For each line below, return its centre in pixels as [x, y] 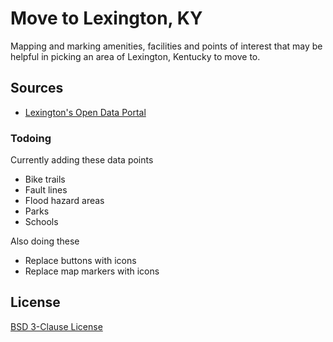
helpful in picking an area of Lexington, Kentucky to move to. [135, 56]
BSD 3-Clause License [56, 326]
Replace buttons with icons [80, 261]
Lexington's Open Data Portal [85, 112]
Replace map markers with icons [92, 271]
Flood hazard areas [64, 201]
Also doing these [45, 241]
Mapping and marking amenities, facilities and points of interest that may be [166, 46]
